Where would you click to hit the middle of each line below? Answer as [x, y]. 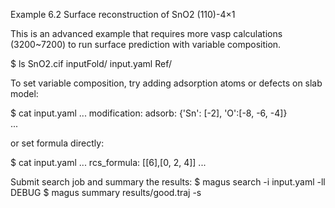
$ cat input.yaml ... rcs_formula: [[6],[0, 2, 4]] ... [108, 162]
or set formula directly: [57, 143]
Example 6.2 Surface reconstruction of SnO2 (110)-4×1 [123, 14]
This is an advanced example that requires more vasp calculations [146, 33]
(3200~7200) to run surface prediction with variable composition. [146, 44]
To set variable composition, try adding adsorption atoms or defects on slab [166, 83]
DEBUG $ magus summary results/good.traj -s [106, 192]
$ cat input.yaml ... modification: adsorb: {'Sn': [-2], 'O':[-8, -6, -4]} [149, 113]
